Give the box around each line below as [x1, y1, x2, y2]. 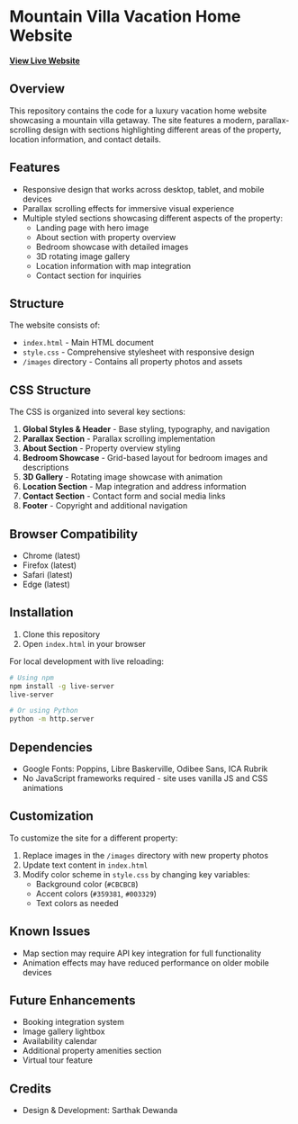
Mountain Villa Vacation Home [9, 6, 241, 27]
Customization [9, 808, 95, 824]
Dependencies [9, 740, 93, 755]
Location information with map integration [35, 260, 192, 271]
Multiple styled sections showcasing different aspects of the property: [22, 212, 284, 223]
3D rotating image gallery [35, 250, 131, 262]
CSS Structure [9, 382, 92, 398]
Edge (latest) [22, 579, 70, 589]
